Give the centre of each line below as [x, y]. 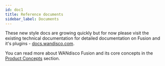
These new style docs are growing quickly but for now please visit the [77, 33]
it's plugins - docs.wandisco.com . [40, 44]
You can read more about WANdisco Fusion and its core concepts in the [79, 53]
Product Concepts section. [33, 59]
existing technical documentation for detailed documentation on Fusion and [83, 38]
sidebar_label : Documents [32, 19]
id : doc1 [14, 10]
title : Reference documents [34, 14]
